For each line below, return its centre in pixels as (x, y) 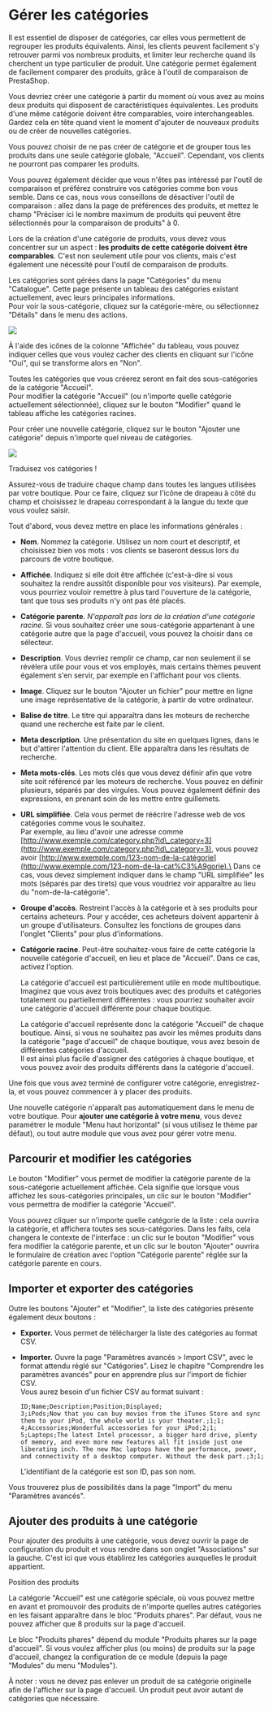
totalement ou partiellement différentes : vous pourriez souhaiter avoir (137, 999)
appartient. (27, 1566)
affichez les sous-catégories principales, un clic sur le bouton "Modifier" (130, 1195)
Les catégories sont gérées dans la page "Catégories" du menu (115, 280)
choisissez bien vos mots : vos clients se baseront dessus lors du (130, 550)
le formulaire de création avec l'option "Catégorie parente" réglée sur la (128, 1254)
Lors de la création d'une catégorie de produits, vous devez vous (117, 238)
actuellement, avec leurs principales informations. (92, 297)
